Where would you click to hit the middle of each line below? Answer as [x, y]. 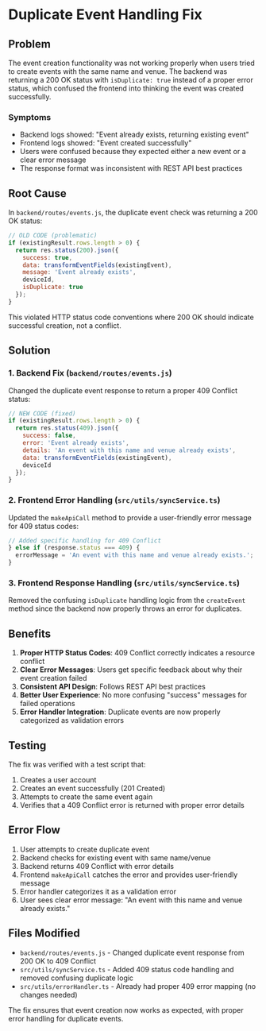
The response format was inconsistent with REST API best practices [131, 168]
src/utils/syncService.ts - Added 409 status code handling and [127, 969]
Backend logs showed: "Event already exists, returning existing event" [135, 135]
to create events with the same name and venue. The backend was [118, 71]
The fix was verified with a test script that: [77, 765]
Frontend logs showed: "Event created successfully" [106, 143]
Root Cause [38, 193]
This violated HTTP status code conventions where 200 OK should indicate [131, 317]
